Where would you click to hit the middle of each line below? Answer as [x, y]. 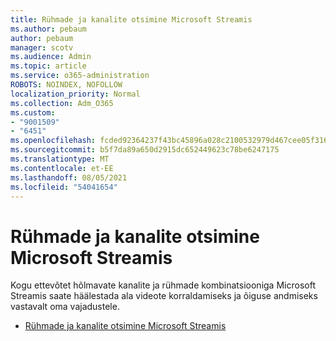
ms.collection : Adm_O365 [62, 103]
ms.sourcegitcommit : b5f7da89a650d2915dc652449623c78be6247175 [145, 150]
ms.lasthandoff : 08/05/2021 [69, 177]
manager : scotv [42, 47]
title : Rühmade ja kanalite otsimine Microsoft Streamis [131, 19]
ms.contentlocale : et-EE [62, 168]
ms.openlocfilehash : [53, 141]
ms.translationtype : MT [60, 159]
